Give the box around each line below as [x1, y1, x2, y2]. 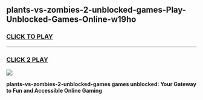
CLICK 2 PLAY [6, 55, 48, 64]
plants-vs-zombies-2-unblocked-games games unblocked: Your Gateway [6, 80, 196, 87]
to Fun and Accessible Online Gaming [6, 87, 103, 94]
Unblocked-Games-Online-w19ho [6, 15, 137, 25]
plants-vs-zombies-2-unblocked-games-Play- [6, 5, 186, 15]
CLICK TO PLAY [6, 33, 53, 41]
